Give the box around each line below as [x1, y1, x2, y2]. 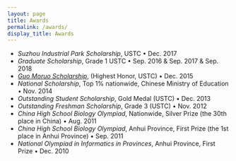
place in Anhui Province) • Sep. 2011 [17, 132, 124, 141]
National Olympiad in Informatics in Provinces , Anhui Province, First [17, 139, 216, 148]
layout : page [7, 10, 46, 18]
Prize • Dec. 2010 [17, 147, 69, 155]
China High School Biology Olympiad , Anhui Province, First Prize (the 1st [17, 124, 229, 133]
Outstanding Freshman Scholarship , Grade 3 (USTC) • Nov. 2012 [17, 102, 207, 110]
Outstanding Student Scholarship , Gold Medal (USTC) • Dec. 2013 [17, 95, 211, 103]
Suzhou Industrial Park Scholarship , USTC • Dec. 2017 [17, 49, 177, 58]
